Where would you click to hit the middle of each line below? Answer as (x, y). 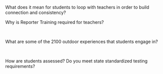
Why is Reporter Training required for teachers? (55, 22)
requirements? (20, 66)
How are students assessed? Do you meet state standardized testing (76, 61)
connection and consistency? (36, 12)
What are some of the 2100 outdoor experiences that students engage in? (82, 41)
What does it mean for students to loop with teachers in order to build (77, 7)
